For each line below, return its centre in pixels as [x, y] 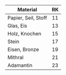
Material [27, 9]
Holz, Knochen [24, 34]
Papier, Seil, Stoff [27, 18]
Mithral [15, 57]
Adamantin [20, 65]
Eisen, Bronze [23, 49]
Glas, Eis [17, 26]
